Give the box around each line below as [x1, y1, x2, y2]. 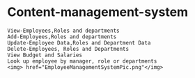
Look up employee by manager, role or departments [7, 57, 157, 65]
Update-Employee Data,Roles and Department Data [7, 39, 151, 46]
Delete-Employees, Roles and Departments [7, 45, 130, 52]
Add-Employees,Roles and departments [7, 33, 117, 40]
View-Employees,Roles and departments [7, 27, 120, 34]
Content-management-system [7, 4, 189, 20]
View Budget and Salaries [7, 52, 82, 58]
